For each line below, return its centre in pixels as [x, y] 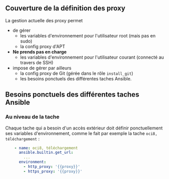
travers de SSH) [37, 62]
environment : [32, 162]
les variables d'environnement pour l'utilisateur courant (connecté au [92, 57]
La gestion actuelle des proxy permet [44, 20]
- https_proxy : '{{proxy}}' [53, 171]
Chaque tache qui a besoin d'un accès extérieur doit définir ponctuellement [84, 128]
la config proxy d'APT [43, 46]
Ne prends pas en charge [39, 52]
